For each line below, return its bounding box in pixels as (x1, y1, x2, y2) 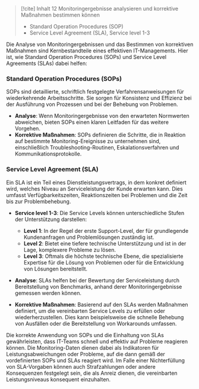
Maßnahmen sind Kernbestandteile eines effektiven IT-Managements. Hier (6, 47, 188, 54)
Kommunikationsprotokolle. (14, 150, 82, 157)
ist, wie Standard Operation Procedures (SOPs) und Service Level (6, 54, 167, 60)
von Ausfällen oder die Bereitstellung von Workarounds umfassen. (14, 320, 177, 327)
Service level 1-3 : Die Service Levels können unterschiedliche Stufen (14, 209, 185, 216)
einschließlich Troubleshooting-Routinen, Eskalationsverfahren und (14, 144, 179, 151)
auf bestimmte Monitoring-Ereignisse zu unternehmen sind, (14, 138, 161, 145)
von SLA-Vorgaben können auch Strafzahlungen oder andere (6, 363, 156, 370)
